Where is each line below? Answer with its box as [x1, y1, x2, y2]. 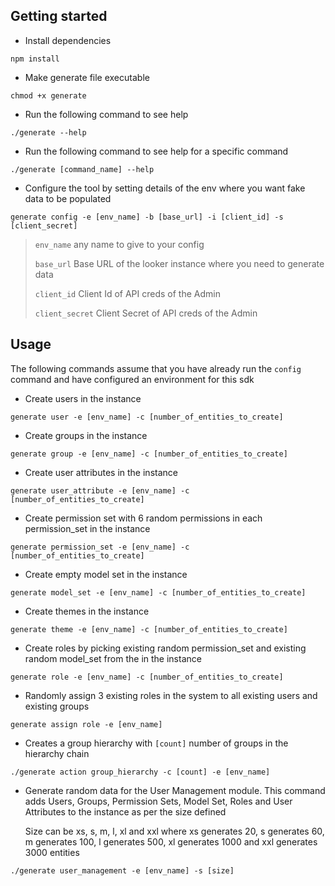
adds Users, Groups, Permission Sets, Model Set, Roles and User [24, 795, 293, 807]
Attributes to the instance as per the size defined [24, 805, 227, 818]
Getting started [10, 8, 108, 25]
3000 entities [24, 846, 80, 858]
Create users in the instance [24, 392, 142, 404]
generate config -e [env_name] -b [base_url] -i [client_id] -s [10, 212, 284, 222]
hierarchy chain [24, 747, 90, 759]
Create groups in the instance [24, 429, 148, 441]
